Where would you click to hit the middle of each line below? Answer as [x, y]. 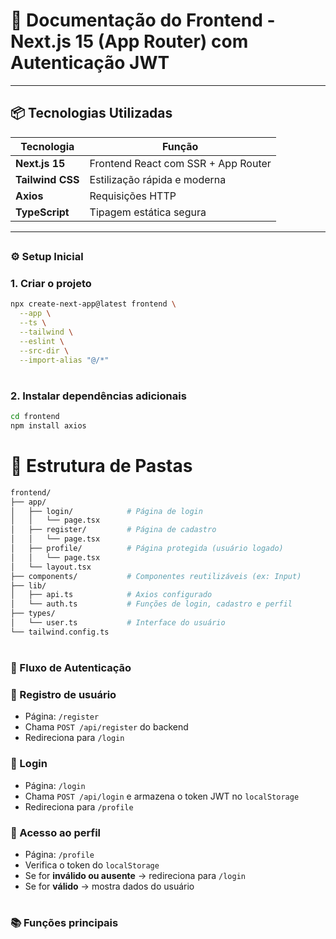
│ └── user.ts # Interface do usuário [118, 623]
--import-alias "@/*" [64, 360]
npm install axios [48, 426]
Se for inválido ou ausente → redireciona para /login [135, 875]
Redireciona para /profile [79, 806]
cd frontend [35, 417]
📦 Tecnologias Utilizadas [91, 113]
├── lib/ [28, 585]
